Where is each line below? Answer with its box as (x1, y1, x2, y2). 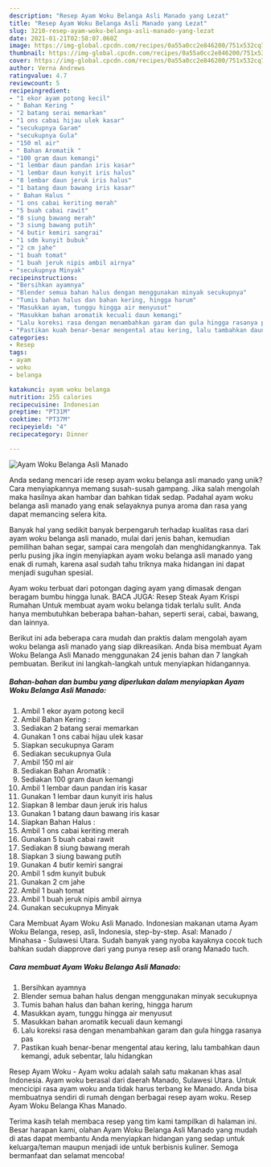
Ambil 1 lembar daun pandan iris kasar (20, 782, 148, 793)
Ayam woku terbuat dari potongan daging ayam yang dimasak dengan (9, 583, 242, 592)
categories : (9, 333, 49, 342)
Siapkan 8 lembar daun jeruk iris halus (20, 800, 148, 810)
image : (9, 42, 31, 50)
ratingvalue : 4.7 (9, 72, 68, 80)
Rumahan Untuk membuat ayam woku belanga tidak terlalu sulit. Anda (9, 600, 241, 610)
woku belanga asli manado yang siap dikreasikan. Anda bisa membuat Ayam (9, 641, 262, 651)
